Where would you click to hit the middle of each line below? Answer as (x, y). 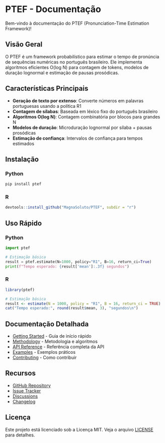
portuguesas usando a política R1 (47, 106)
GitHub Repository (32, 385)
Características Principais (47, 88)
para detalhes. (20, 435)
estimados (23, 143)
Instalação (22, 159)
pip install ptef (23, 184)
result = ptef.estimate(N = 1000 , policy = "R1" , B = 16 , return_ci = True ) (78, 262)
